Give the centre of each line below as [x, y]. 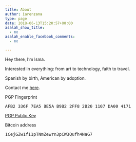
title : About [18, 9]
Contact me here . [22, 88]
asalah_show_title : [25, 28]
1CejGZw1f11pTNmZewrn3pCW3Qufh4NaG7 [49, 134]
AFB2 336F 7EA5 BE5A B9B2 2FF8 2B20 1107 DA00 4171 [68, 106]
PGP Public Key [21, 115]
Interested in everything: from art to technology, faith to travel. [68, 69]
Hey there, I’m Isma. [25, 59]
